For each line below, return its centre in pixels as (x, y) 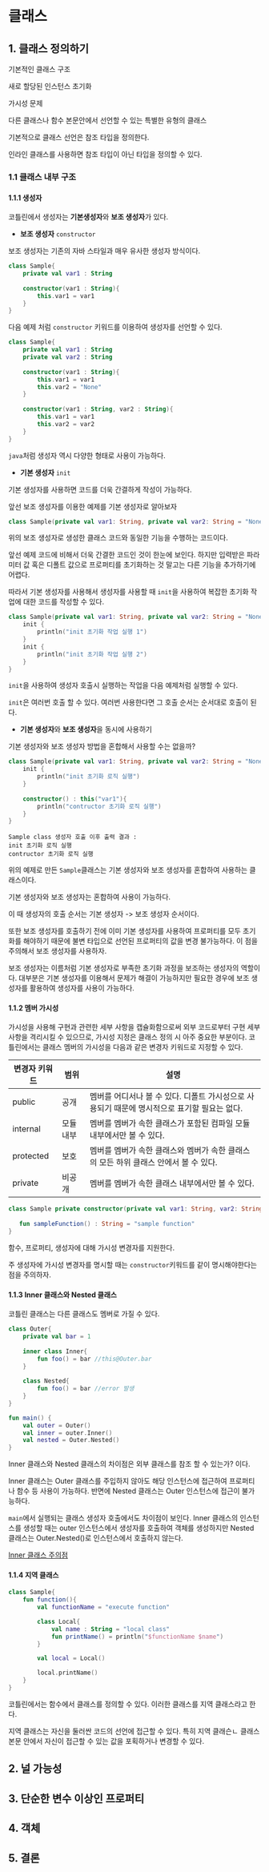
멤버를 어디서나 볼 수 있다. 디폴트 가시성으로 (167, 1096)
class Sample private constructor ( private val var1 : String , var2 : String (136, 1209)
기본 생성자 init (45, 472)
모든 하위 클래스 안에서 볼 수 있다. (158, 1163)
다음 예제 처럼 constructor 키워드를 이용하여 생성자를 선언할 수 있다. (115, 327)
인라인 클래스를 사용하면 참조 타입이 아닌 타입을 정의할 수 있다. (105, 154)
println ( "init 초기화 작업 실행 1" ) (92, 632)
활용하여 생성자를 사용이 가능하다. (82, 988)
